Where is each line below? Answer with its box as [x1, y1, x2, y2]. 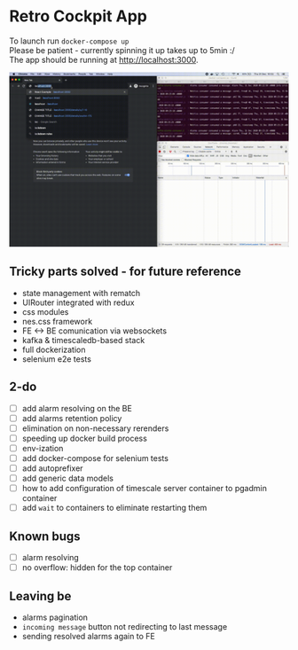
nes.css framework [21, 316, 93, 326]
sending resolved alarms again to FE [21, 630, 155, 641]
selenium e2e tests [21, 353, 91, 364]
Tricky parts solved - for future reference [9, 264, 242, 279]
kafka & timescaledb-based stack [21, 334, 145, 345]
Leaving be [9, 588, 72, 604]
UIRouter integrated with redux [21, 297, 135, 308]
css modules [21, 306, 69, 317]
